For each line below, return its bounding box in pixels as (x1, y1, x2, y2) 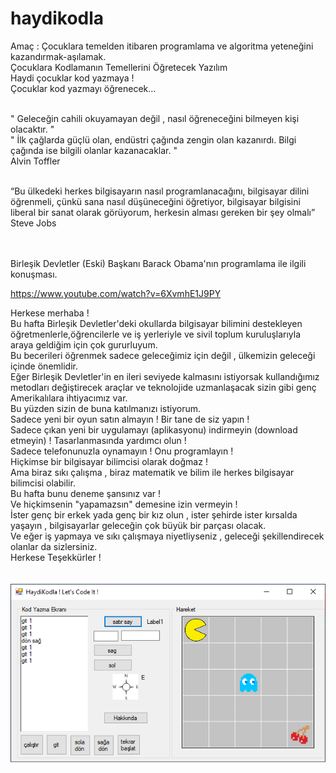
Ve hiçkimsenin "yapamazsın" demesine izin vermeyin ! (10, 498, 238, 510)
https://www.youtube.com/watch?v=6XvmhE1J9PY (10, 287, 222, 299)
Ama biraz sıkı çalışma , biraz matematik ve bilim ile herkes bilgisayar (10, 466, 295, 478)
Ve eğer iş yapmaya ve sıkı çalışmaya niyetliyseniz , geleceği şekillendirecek (10, 530, 325, 542)
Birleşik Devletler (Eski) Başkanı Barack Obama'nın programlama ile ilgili (10, 257, 307, 269)
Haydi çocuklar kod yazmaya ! (10, 72, 135, 84)
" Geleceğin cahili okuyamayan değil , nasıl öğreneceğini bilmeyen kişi (10, 112, 300, 124)
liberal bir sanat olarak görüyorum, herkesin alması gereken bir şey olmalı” (10, 206, 316, 218)
